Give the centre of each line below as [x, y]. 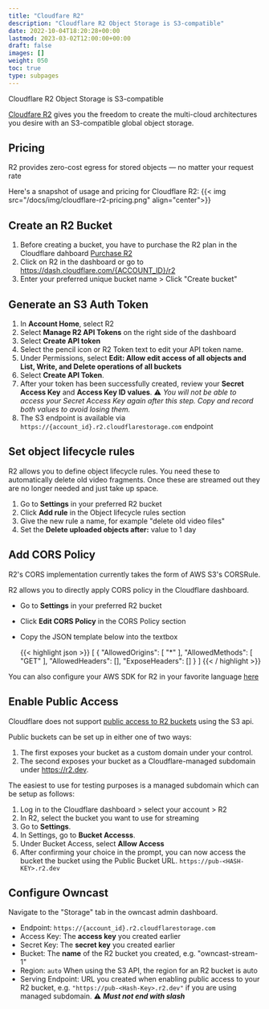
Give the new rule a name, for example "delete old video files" [122, 521]
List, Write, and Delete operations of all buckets [101, 366]
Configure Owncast [58, 893]
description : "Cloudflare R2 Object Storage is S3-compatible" [116, 23]
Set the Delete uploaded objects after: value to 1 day [108, 529]
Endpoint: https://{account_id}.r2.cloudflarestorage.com [118, 928]
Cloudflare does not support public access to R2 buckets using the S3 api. [131, 721]
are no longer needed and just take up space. [84, 488]
